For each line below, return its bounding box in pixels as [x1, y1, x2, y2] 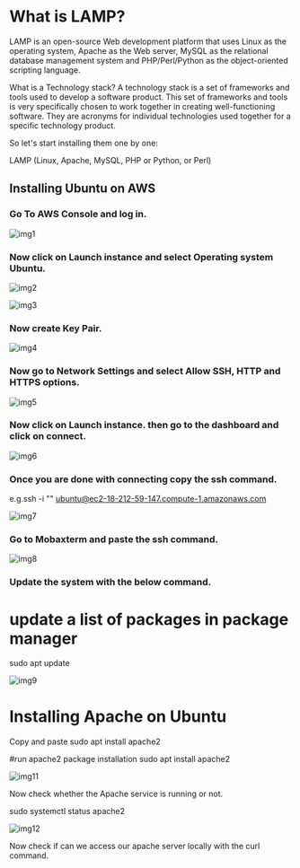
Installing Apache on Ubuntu [9, 706, 227, 727]
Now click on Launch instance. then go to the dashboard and [9, 419, 279, 432]
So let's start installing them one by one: [9, 137, 159, 148]
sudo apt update [9, 658, 70, 669]
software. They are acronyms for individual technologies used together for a [9, 110, 292, 121]
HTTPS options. [9, 376, 80, 389]
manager [9, 628, 78, 648]
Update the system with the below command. [9, 576, 212, 589]
